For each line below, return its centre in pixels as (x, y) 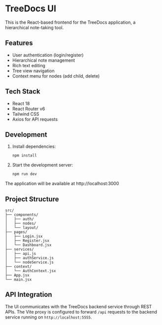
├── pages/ (16, 232)
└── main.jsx (18, 280)
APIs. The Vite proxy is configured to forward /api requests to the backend (81, 312)
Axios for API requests (35, 119)
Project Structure (32, 199)
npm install (24, 156)
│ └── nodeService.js (30, 262)
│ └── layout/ (22, 228)
